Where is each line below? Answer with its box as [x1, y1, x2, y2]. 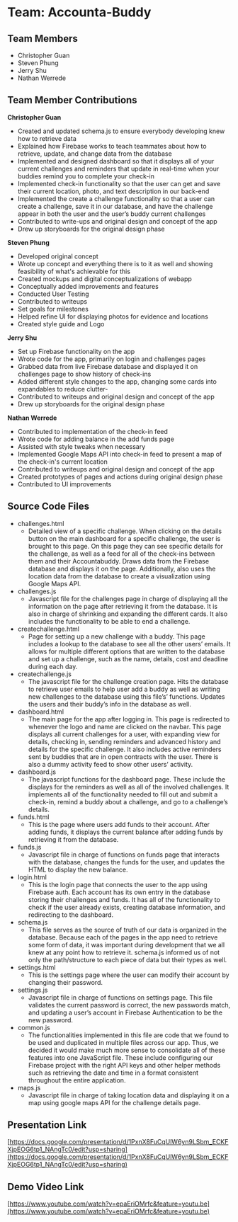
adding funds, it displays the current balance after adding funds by [28, 828, 223, 836]
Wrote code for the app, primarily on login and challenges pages [17, 355, 206, 363]
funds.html [17, 812, 50, 821]
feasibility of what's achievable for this [17, 267, 131, 275]
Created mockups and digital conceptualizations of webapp [17, 274, 193, 283]
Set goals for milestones [17, 304, 89, 313]
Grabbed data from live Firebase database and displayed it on [17, 362, 198, 370]
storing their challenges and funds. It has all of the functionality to [28, 895, 221, 903]
